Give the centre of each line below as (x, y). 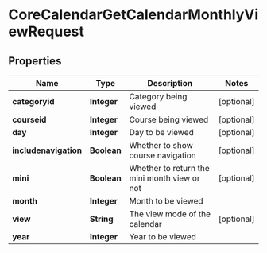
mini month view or (164, 178)
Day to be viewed (162, 132)
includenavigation (47, 150)
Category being (158, 97)
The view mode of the (170, 214)
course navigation (163, 155)
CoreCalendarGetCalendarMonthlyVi (133, 15)
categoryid (33, 101)
